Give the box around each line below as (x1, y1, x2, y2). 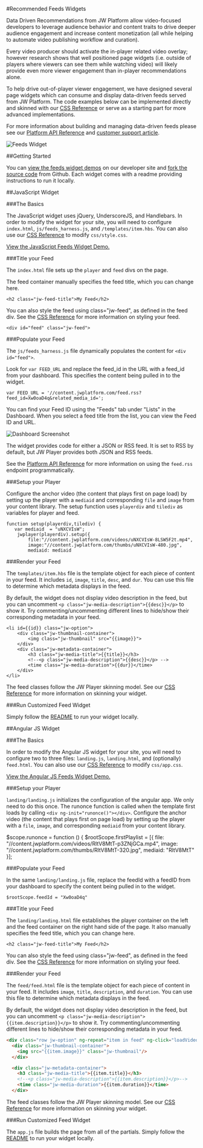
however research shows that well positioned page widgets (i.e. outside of (6, 54, 192, 61)
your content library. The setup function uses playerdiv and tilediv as (6, 503, 183, 510)
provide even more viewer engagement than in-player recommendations (6, 67, 187, 74)
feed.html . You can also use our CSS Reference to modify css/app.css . (6, 761, 183, 768)
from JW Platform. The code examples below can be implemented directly (6, 98, 192, 105)
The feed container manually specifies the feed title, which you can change (6, 278, 194, 285)
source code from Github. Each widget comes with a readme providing (6, 170, 182, 178)
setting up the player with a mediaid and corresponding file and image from (6, 497, 195, 503)
